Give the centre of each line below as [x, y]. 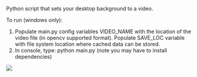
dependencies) [33, 57]
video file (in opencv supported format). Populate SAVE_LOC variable [100, 38]
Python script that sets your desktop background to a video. [80, 9]
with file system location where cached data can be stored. [87, 44]
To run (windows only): [34, 20]
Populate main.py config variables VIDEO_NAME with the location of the [103, 31]
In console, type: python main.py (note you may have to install [91, 50]
